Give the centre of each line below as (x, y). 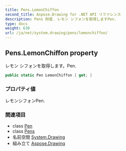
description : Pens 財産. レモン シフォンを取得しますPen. (61, 19)
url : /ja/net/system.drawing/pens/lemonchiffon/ (57, 33)
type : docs (16, 24)
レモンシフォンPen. (25, 101)
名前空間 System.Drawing (39, 137)
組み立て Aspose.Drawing (39, 144)
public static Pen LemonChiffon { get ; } (49, 75)
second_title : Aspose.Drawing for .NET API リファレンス (63, 14)
